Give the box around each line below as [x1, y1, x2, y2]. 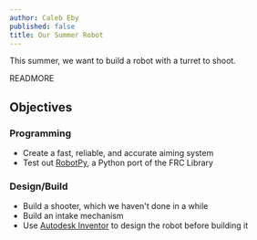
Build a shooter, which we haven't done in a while [22, 201, 209, 212]
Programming [9, 127, 71, 140]
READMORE [9, 73, 55, 84]
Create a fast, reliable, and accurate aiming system [22, 148, 214, 159]
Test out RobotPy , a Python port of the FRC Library [22, 157, 214, 169]
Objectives [9, 99, 73, 115]
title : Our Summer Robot [9, 30, 104, 39]
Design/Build [9, 180, 68, 193]
